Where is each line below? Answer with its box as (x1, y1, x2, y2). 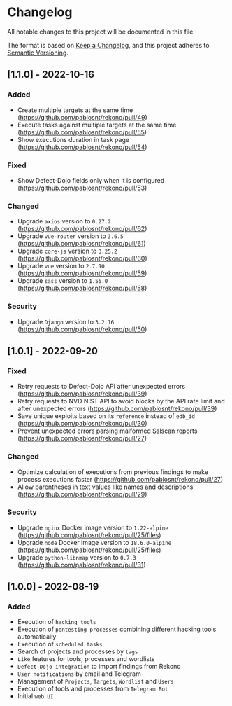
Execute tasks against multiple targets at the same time (17, 120, 177, 129)
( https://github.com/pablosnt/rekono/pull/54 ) (17, 143, 147, 151)
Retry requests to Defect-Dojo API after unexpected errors (17, 382, 186, 391)
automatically (17, 632, 57, 641)
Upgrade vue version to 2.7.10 (17, 262, 105, 270)
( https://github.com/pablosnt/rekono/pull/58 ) (17, 284, 147, 293)
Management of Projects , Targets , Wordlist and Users (17, 677, 174, 686)
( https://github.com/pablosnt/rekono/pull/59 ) (17, 269, 147, 277)
